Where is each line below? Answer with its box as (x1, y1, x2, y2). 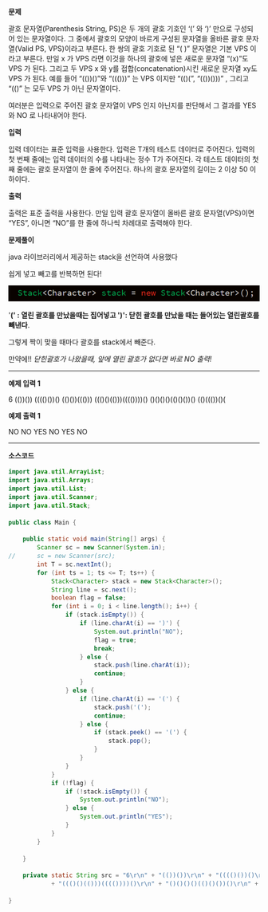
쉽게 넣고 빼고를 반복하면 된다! (8, 269, 102, 278)
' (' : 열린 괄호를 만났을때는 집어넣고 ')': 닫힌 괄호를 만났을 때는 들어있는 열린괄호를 (8, 310, 260, 320)
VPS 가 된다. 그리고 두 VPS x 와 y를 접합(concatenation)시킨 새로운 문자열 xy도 (8, 64, 258, 73)
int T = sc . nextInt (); (37, 560, 112, 568)
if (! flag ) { (50, 779, 94, 787)
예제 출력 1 (8, 411, 41, 421)
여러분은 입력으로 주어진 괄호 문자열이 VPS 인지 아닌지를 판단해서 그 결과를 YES (8, 100, 257, 110)
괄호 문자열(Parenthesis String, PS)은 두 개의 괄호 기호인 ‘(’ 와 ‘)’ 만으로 (8, 24, 233, 33)
